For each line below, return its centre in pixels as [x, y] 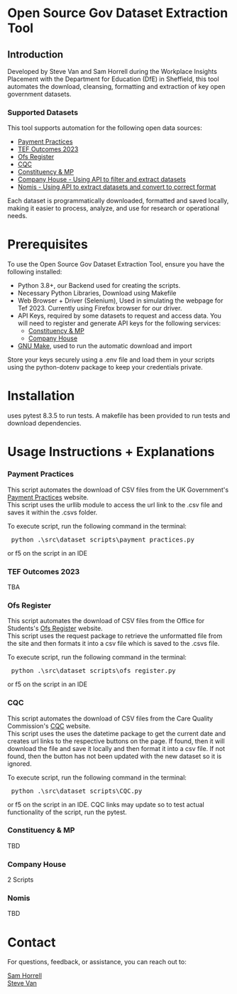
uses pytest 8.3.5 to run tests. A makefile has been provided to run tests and [119, 416]
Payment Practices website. [48, 497]
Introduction [35, 54]
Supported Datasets [43, 112]
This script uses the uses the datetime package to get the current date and [117, 733]
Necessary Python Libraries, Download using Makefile [97, 293]
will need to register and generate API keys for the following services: [119, 323]
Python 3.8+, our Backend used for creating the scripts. [99, 286]
